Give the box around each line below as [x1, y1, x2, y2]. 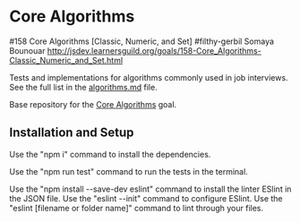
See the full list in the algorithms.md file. [9, 81, 159, 92]
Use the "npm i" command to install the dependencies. [9, 149, 211, 159]
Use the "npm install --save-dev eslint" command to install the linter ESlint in [9, 184, 292, 194]
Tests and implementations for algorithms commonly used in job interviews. [9, 72, 288, 82]
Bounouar [9, 45, 46, 55]
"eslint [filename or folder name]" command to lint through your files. [9, 202, 264, 213]
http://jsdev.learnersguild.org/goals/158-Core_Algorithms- [47, 45, 261, 55]
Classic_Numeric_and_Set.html [9, 55, 124, 65]
